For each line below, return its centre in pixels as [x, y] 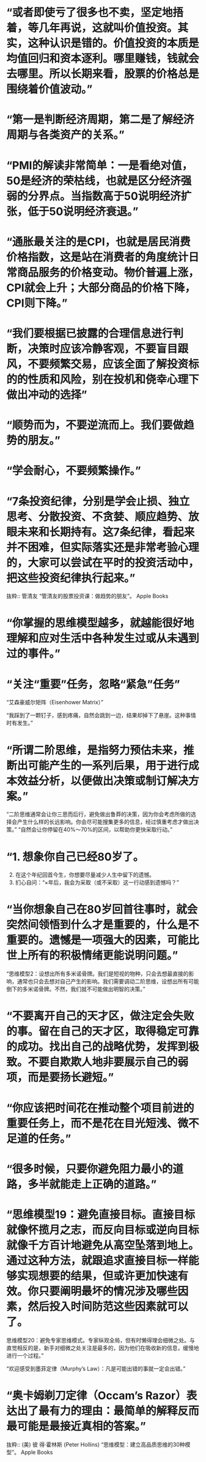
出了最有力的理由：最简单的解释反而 [109, 1411]
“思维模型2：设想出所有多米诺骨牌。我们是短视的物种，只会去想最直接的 [97, 974]
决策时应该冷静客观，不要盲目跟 [108, 349]
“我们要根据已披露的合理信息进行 [90, 333]
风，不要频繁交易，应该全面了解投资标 [103, 364]
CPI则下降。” [37, 303]
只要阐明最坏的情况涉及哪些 [109, 1291]
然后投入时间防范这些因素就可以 [108, 1306]
